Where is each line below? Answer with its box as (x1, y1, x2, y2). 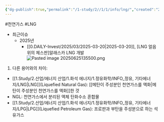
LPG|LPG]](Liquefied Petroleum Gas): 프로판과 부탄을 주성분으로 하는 (18, 105, 153, 112)
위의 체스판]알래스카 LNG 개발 (26, 50, 84, 55)
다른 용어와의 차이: (12, 65, 48, 71)
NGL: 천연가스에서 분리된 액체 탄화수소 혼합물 (12, 93, 100, 100)
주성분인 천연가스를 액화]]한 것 (21, 87, 80, 93)
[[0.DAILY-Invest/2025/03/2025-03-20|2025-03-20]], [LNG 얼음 (26, 43, 157, 49)
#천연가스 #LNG (5, 21, 37, 27)
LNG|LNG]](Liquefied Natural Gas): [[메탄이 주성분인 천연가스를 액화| (18, 81, 153, 87)
